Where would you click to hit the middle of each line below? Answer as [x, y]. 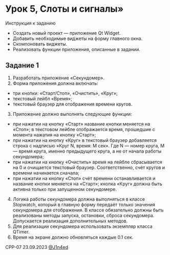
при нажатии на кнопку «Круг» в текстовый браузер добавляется [85, 140]
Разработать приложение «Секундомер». [59, 78]
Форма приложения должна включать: [55, 83]
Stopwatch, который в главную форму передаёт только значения [84, 204]
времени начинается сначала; [46, 173]
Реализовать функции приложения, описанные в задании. [76, 49]
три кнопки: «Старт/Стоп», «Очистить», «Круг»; [65, 93]
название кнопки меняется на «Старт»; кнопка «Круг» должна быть [87, 184]
